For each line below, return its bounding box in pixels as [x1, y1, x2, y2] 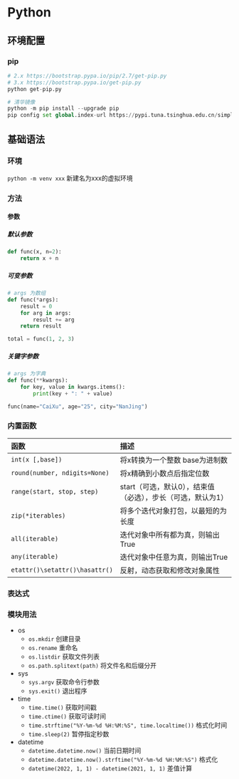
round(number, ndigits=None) [11, 469, 110, 477]
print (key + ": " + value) [33, 389, 113, 397]
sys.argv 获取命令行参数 [28, 678, 100, 686]
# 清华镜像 [7, 98, 36, 105]
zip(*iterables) [11, 511, 66, 520]
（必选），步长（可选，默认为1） [119, 492, 228, 502]
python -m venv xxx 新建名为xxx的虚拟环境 [7, 174, 133, 182]
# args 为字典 [7, 370, 46, 377]
